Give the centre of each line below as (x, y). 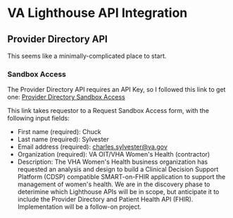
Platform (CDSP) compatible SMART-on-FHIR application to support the (121, 177)
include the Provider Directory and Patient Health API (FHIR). (105, 200)
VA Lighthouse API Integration (97, 13)
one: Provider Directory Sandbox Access (66, 97)
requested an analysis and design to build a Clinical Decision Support (118, 169)
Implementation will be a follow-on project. (80, 207)
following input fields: (38, 119)
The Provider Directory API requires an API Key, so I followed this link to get (116, 90)
